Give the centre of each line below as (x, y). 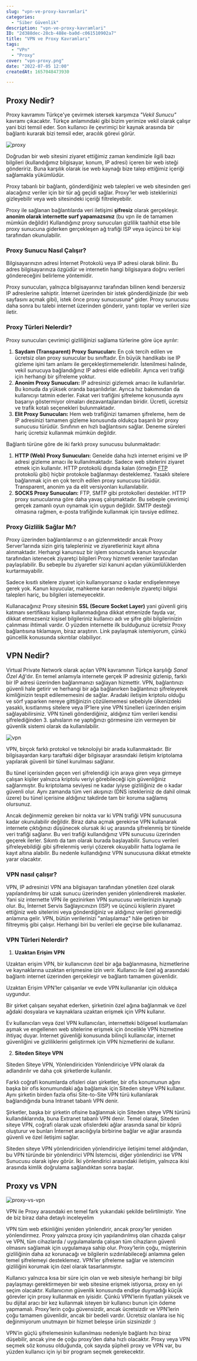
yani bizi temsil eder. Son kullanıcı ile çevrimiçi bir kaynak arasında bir (90, 128)
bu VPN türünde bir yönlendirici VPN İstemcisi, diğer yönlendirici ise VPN (94, 1155)
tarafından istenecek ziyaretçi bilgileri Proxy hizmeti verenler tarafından (92, 558)
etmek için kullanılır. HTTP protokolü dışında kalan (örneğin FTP (91, 468)
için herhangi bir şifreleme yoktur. (55, 376)
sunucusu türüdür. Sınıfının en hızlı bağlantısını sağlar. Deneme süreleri (100, 426)
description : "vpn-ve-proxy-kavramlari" (56, 28)
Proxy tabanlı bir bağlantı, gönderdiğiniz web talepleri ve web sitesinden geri (98, 186)
